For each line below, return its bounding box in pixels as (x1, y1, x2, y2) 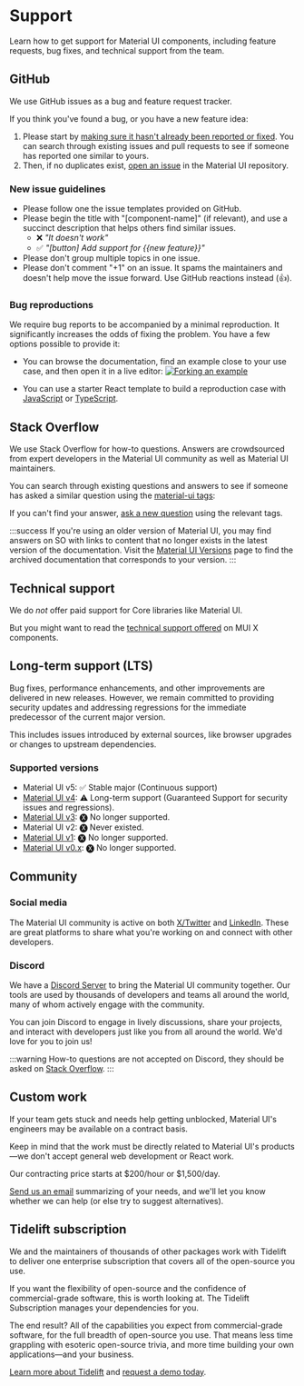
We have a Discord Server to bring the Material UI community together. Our (9, 980, 290, 991)
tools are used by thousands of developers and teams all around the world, (9, 990, 290, 1001)
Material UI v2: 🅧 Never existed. (22, 822, 144, 833)
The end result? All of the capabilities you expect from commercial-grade (9, 1320, 283, 1331)
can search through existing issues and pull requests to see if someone (22, 140, 289, 151)
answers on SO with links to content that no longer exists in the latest (9, 535, 268, 546)
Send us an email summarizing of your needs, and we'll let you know (9, 1185, 266, 1196)
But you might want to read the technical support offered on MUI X (9, 622, 259, 633)
